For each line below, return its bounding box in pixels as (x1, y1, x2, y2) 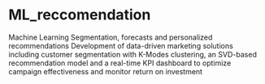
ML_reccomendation (8, 6, 151, 24)
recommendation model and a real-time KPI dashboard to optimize (8, 58, 232, 68)
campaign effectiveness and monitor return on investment (8, 66, 203, 76)
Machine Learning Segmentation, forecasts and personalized (8, 32, 213, 42)
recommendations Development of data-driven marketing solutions (8, 40, 233, 50)
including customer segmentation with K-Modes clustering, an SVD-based (8, 49, 258, 59)
